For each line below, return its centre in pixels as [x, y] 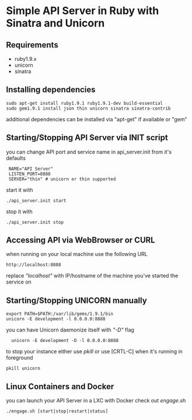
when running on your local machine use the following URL [77, 254]
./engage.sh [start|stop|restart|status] [57, 411]
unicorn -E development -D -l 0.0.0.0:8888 [65, 341]
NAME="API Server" [31, 169]
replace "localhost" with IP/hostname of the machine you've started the [92, 276]
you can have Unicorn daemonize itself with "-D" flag [70, 330]
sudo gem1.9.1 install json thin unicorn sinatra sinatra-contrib [88, 108]
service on [19, 282]
